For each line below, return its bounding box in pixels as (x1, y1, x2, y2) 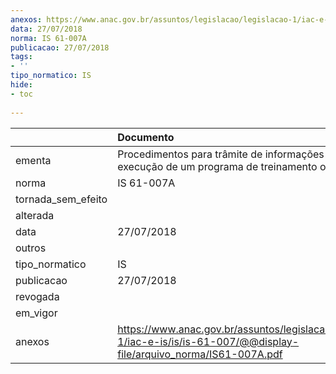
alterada (15, 208, 55, 222)
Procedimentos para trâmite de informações (117, 147, 325, 161)
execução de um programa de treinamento (117, 159, 318, 173)
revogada (15, 289, 60, 303)
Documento (117, 130, 175, 144)
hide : (10, 80, 33, 90)
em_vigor (15, 306, 58, 320)
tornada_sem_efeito (15, 192, 108, 206)
